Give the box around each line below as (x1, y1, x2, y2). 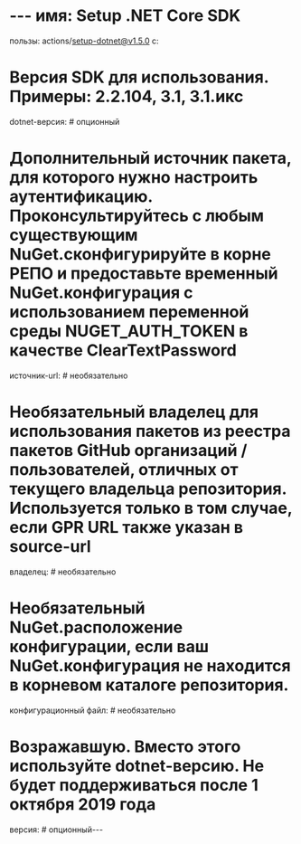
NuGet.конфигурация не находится (9, 655, 291, 676)
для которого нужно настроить (9, 167, 259, 188)
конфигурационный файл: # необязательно (9, 705, 176, 716)
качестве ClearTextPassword (9, 340, 237, 361)
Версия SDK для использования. (9, 67, 269, 88)
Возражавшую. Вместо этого (9, 736, 241, 756)
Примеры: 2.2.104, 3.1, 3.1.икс (9, 87, 244, 107)
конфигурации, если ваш (9, 636, 210, 657)
